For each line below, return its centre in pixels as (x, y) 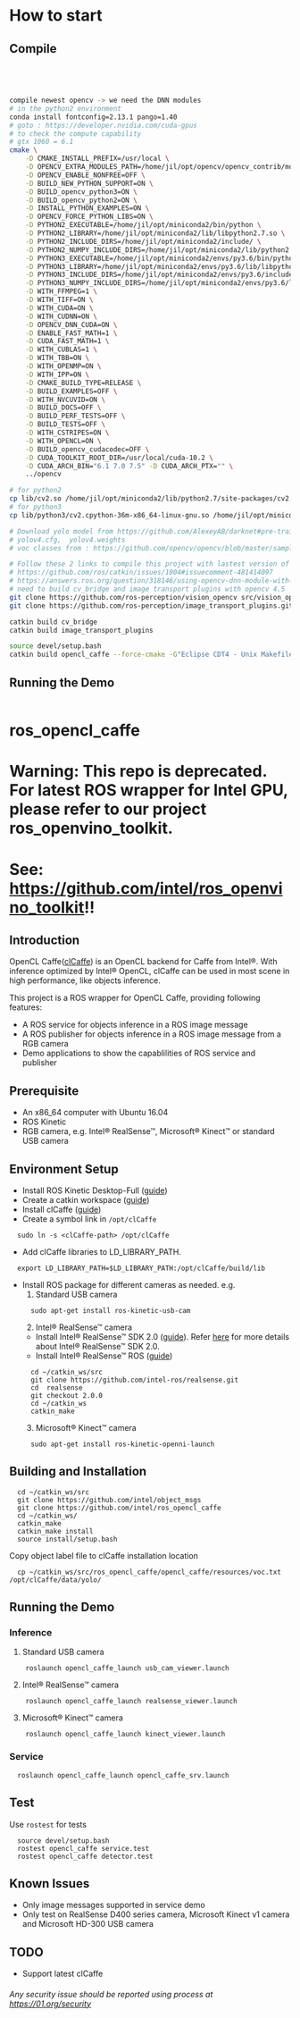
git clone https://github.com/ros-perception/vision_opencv (124, 597)
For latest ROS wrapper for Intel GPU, (149, 790)
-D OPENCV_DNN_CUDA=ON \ (71, 324)
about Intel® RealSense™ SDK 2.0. (98, 1346)
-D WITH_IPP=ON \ (58, 374)
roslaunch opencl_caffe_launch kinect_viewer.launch (125, 1735)
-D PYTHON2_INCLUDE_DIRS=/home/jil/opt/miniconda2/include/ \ (143, 241)
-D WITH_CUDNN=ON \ (62, 316)
